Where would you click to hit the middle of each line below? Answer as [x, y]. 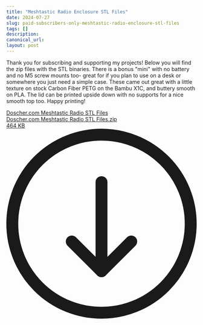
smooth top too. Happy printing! [46, 101]
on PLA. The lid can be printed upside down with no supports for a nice [95, 95]
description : [23, 34]
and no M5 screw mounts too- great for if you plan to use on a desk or [94, 75]
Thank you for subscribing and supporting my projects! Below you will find [99, 62]
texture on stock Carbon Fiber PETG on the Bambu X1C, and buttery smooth [101, 88]
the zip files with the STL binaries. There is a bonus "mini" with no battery [98, 69]
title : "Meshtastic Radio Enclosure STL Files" [67, 12]
